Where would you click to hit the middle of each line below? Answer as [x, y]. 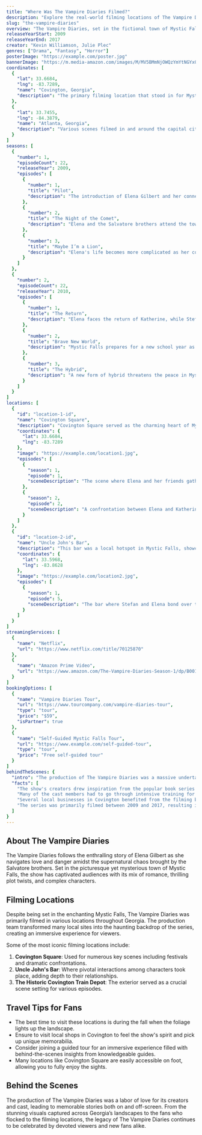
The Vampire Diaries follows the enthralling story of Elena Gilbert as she [95, 855]
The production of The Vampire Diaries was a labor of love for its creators [97, 1100]
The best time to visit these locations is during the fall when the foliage [103, 1022]
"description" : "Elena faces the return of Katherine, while [106, 319]
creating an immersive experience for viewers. [64, 934]
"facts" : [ [25, 783]
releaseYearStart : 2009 [36, 34]
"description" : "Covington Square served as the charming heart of [103, 425]
